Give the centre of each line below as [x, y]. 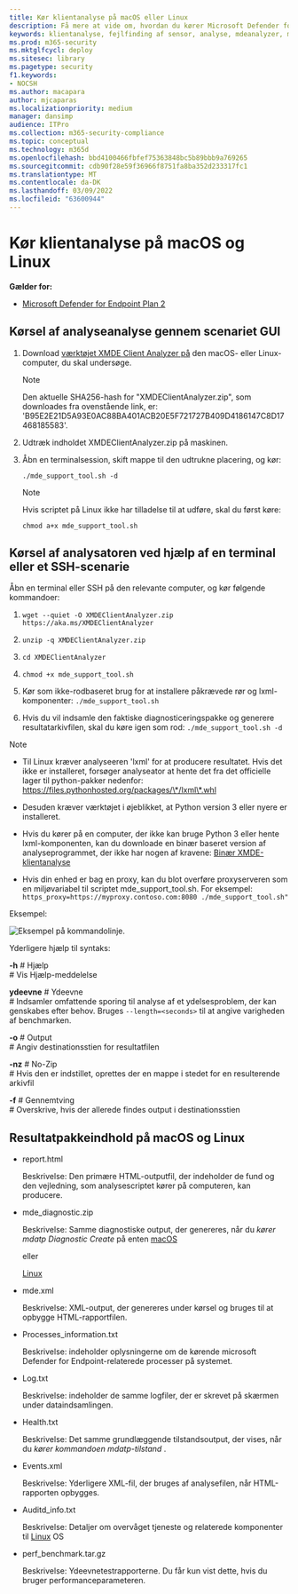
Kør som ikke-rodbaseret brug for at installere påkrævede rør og [139, 691]
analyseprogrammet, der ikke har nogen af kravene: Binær [129, 853]
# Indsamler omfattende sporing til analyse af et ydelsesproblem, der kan [143, 1002]
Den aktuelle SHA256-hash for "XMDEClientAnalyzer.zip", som [137, 397]
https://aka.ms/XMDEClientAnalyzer [88, 623]
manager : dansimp [41, 116]
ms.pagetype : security [51, 67]
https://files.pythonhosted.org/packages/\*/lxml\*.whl [119, 790]
